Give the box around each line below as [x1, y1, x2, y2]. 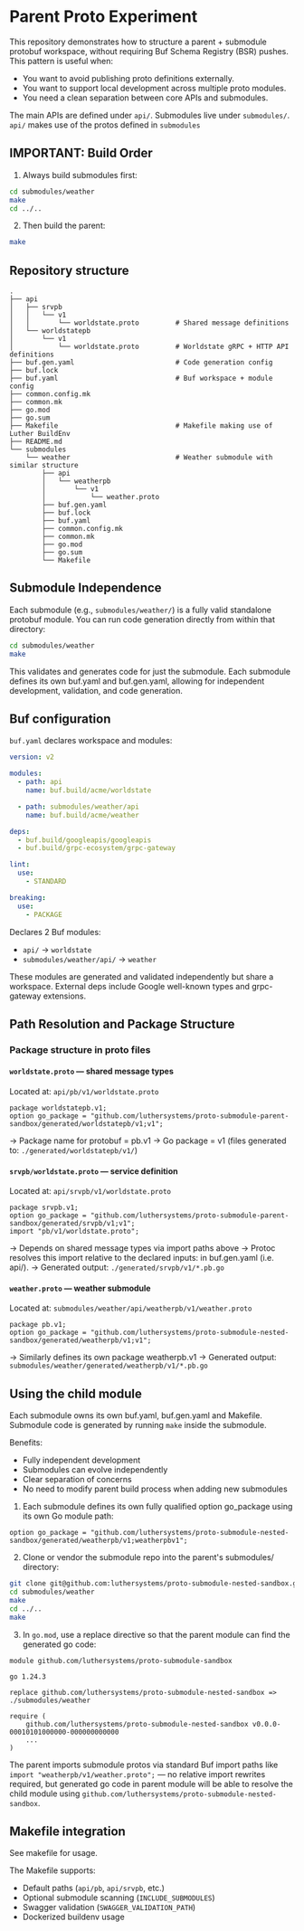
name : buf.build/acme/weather [25, 810, 140, 819]
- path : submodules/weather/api [17, 802, 140, 811]
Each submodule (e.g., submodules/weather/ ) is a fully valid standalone [9, 604, 271, 615]
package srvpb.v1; [9, 1203, 79, 1213]
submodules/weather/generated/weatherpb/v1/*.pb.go [9, 1361, 208, 1371]
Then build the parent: [22, 220, 106, 232]
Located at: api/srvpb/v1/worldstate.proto [9, 1186, 172, 1197]
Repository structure [9, 262, 129, 278]
